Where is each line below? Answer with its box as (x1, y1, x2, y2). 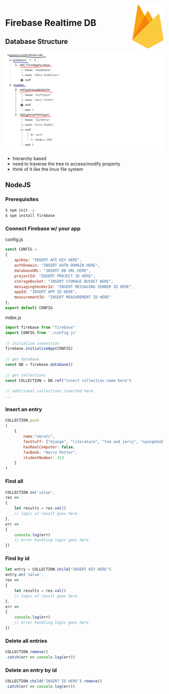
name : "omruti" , (23, 434, 55, 439)
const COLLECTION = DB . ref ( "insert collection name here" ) (5, 378, 132, 383)
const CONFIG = (5, 247, 37, 252)
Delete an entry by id (5, 666, 57, 673)
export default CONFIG (5, 305, 53, 310)
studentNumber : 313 (23, 455, 64, 460)
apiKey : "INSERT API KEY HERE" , (14, 258, 82, 263)
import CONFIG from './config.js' (5, 330, 78, 335)
